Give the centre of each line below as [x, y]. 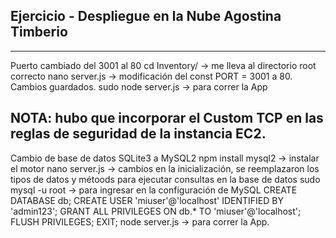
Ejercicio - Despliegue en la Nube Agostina [146, 16]
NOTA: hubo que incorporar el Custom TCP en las [167, 118]
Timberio [39, 32]
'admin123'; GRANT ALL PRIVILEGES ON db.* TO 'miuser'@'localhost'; [156, 211]
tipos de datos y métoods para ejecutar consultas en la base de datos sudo [165, 179]
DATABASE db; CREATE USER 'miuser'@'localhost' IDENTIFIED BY [147, 200]
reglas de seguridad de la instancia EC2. [138, 134]
